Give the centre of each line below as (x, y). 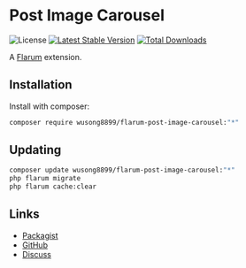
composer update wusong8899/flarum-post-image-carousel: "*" (123, 170)
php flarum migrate (45, 179)
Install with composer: (50, 106)
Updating (35, 150)
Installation (41, 85)
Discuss (36, 254)
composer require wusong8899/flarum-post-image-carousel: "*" (124, 122)
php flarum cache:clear (53, 187)
